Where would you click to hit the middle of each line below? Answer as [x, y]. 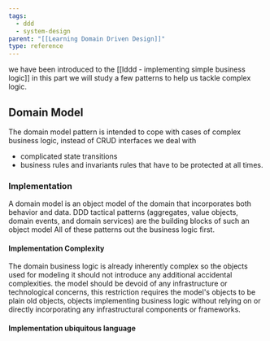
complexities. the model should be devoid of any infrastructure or [118, 284]
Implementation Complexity [57, 248]
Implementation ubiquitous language [72, 328]
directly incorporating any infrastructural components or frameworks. [125, 309]
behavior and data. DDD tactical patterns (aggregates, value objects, [123, 212]
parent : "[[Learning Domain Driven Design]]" [87, 39]
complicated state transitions [69, 156]
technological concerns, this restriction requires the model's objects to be [132, 292]
